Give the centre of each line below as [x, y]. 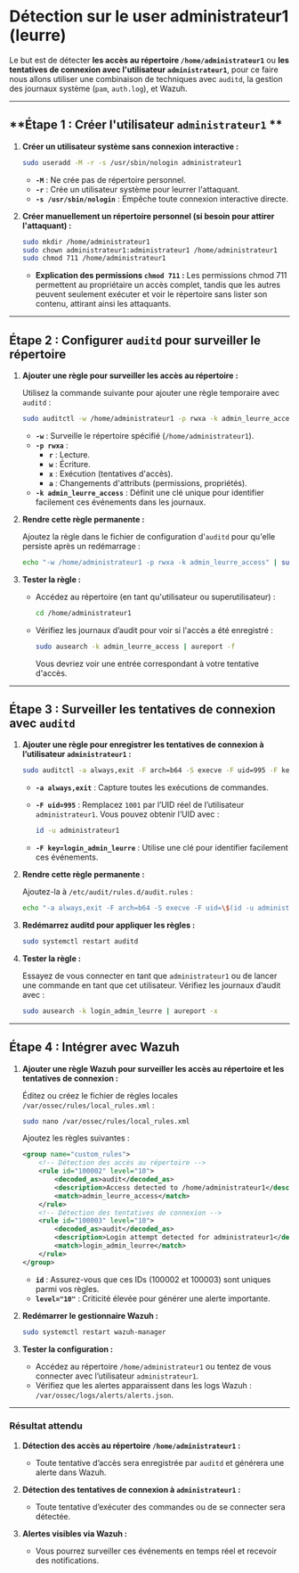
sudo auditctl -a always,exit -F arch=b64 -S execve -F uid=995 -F [150, 770]
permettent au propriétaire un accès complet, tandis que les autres [158, 285]
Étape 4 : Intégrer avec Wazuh [94, 1047]
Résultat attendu [46, 1426]
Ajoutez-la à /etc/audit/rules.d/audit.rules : [107, 892]
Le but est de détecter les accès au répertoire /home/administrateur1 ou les [149, 60]
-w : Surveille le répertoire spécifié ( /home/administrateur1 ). [145, 435]
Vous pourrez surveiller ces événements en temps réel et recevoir [156, 1551]
